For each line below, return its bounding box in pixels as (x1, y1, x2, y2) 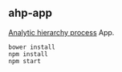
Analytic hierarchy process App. (8, 27, 115, 37)
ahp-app (8, 6, 52, 20)
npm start (8, 57, 42, 65)
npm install (8, 50, 48, 58)
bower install (8, 43, 56, 51)
